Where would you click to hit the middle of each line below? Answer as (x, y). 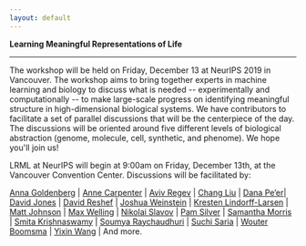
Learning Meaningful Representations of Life (96, 44)
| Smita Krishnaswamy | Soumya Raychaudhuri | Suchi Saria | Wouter (139, 221)
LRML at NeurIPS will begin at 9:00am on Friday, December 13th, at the (143, 165)
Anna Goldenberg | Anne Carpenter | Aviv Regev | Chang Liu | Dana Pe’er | (148, 192)
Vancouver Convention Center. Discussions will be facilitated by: (131, 175)
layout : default (40, 18)
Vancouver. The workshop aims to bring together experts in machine (138, 79)
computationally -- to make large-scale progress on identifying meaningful (149, 99)
